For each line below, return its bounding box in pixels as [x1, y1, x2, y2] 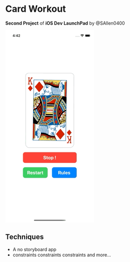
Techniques [5, 233, 44, 241]
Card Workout [5, 3, 67, 15]
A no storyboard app [12, 246, 57, 252]
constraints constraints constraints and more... [12, 252, 111, 258]
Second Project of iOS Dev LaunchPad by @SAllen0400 [5, 20, 125, 26]
